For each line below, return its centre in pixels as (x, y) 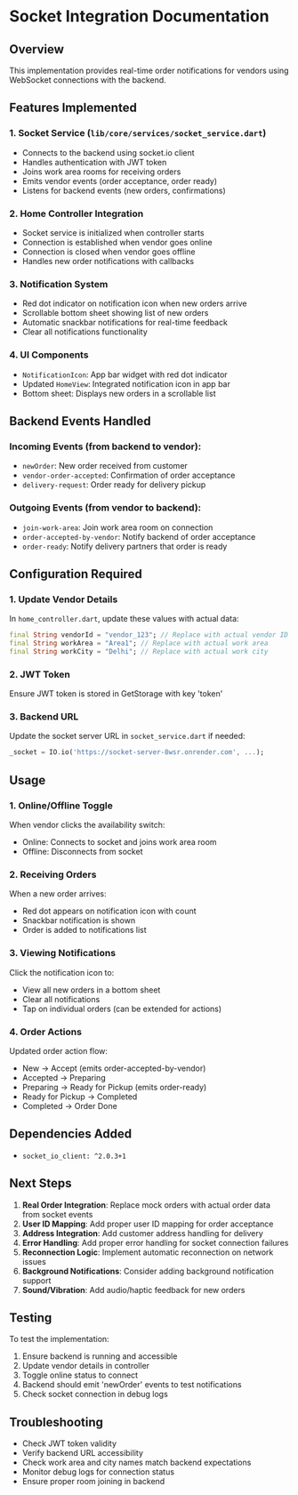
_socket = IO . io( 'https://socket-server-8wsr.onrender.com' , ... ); (137, 752)
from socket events (57, 1214)
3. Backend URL (44, 717)
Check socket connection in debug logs (95, 1395)
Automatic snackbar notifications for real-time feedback (125, 323)
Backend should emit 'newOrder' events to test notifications (132, 1385)
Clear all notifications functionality (85, 332)
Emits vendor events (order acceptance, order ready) (120, 181)
